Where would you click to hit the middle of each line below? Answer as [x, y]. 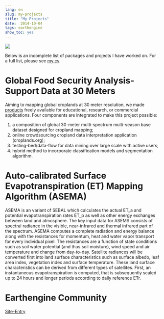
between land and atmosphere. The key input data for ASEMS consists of [79, 220]
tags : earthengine [24, 28]
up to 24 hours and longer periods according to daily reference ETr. [73, 278]
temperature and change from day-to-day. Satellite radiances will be [74, 252]
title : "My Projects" [27, 19]
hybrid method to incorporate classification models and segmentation [82, 151]
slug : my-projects [24, 14]
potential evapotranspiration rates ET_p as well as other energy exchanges [80, 215]
